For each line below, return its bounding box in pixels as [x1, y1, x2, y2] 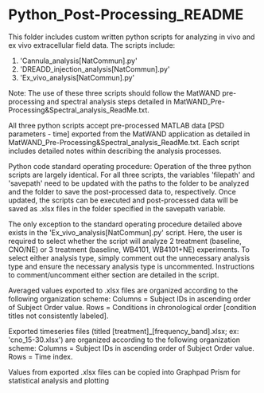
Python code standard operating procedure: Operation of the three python [8, 161, 252, 171]
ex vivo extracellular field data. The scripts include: [8, 40, 176, 49]
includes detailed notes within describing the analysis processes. [8, 146, 222, 155]
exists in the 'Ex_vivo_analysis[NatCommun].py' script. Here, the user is [8, 227, 243, 237]
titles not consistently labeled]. [8, 311, 109, 320]
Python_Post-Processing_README [8, 6, 244, 24]
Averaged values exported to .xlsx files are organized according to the [8, 285, 239, 295]
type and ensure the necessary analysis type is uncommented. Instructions [8, 261, 254, 271]
